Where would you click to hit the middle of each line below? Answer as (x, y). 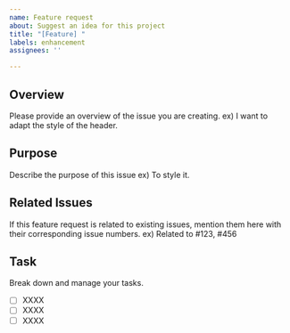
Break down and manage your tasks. (77, 283)
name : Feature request (51, 17)
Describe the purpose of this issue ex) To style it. (99, 175)
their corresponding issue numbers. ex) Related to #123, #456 (123, 233)
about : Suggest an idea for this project (87, 26)
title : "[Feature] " (48, 34)
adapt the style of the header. (64, 125)
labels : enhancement (48, 42)
